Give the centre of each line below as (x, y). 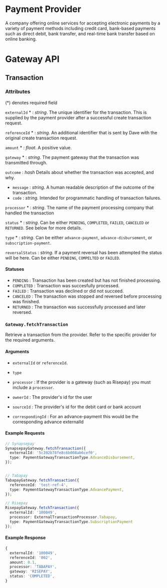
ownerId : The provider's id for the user (52, 397)
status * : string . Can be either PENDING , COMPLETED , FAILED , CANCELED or (77, 222)
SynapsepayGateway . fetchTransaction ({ (45, 448)
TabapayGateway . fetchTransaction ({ (42, 480)
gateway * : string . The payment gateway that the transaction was (72, 157)
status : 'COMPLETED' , (32, 576)
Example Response (25, 538)
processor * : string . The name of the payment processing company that (79, 207)
